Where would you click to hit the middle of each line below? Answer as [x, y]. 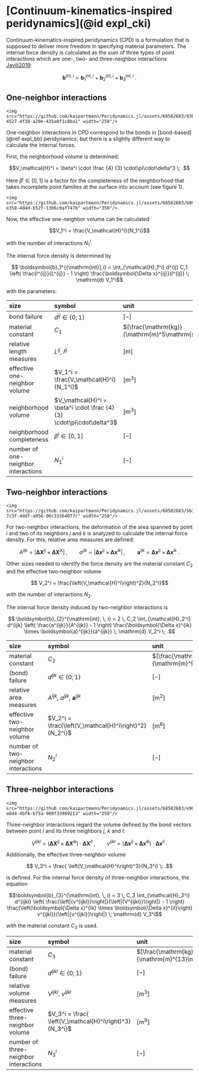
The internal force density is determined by [59, 256]
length [18, 351]
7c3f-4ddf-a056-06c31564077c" [44, 516]
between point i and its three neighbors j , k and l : [66, 831]
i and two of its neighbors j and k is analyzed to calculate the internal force [97, 534]
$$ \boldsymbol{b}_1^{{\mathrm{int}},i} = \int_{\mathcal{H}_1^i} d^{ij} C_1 [99, 267]
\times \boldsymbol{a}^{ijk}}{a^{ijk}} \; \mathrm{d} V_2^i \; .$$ [99, 631]
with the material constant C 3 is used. [52, 926]
